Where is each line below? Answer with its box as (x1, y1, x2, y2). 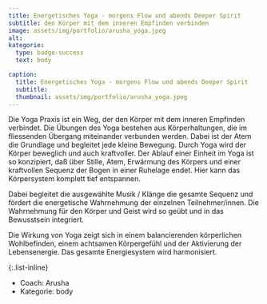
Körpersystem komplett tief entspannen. (8, 174, 141, 184)
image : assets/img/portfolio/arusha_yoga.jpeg (8, 26, 166, 34)
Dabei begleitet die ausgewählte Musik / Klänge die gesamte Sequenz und (8, 189, 253, 199)
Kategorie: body (19, 286, 74, 296)
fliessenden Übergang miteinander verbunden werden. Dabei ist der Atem (8, 132, 252, 141)
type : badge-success (15, 49, 84, 57)
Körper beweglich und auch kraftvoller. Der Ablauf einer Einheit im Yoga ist (8, 148, 254, 158)
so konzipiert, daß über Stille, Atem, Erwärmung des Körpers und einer (8, 157, 241, 167)
